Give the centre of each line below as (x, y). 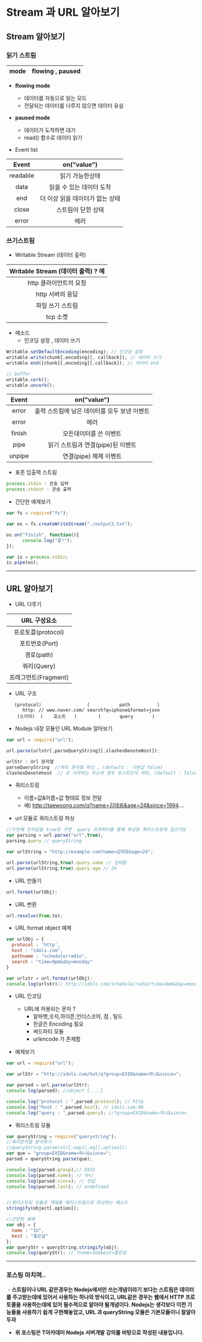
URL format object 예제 (43, 928)
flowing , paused (57, 71)
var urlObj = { (25, 939)
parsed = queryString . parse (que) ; (50, 1159)
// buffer (19, 374)
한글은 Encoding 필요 (58, 1024)
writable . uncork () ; (31, 385)
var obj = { (21, 1225)
